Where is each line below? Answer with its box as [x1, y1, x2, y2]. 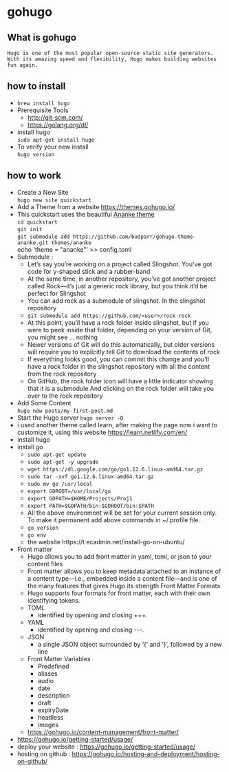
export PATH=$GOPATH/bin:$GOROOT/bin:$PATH [27, 502, 155, 509]
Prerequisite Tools [17, 106, 69, 114]
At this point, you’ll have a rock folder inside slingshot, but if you [27, 318, 209, 327]
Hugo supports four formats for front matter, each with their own [27, 589, 210, 597]
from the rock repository [27, 369, 97, 378]
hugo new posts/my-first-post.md [17, 407, 113, 414]
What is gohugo [7, 32, 77, 43]
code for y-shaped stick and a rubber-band [27, 267, 151, 275]
